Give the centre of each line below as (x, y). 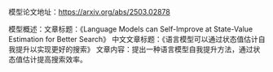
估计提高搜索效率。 (55, 59)
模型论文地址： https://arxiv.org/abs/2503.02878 (90, 12)
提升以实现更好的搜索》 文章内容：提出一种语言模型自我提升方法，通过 (134, 49)
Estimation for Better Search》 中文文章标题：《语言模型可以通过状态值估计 (133, 39)
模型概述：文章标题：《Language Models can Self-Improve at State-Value (131, 29)
